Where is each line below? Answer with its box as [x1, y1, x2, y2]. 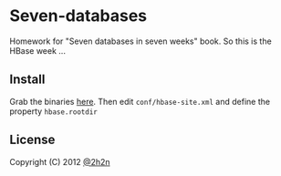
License [9, 132, 56, 148]
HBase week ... [9, 45, 67, 56]
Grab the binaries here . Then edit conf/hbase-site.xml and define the [9, 96, 271, 107]
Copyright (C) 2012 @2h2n [9, 156, 111, 167]
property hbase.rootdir [9, 106, 98, 117]
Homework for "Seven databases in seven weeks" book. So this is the [9, 36, 272, 47]
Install [9, 72, 46, 88]
